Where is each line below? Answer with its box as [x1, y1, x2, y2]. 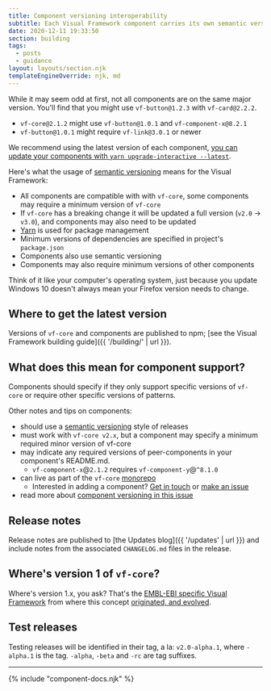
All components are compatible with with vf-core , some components [19, 191, 249, 200]
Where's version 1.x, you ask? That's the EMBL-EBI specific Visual [8, 588, 227, 598]
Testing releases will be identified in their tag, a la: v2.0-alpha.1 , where [8, 642, 245, 651]
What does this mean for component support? [8, 360, 246, 374]
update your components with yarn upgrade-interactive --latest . [8, 151, 231, 161]
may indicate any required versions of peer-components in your [19, 447, 232, 457]
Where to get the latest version [8, 308, 167, 321]
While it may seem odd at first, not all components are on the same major [8, 94, 252, 103]
